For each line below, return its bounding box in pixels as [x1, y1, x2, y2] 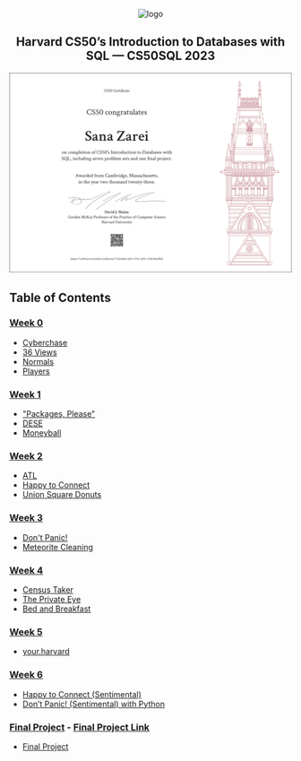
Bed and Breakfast [21, 603, 91, 614]
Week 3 [9, 512, 43, 524]
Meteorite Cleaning [21, 541, 94, 552]
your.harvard [21, 646, 70, 657]
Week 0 [9, 316, 44, 329]
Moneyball [21, 428, 62, 438]
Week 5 [9, 626, 43, 638]
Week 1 [9, 388, 42, 401]
